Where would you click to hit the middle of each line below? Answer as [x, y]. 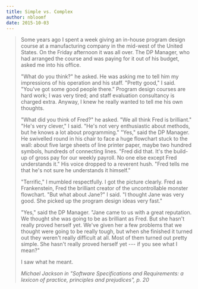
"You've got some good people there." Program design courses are [103, 89]
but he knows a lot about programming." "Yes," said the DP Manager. [105, 132]
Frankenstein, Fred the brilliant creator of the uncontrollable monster [104, 188]
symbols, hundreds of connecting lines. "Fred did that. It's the [96, 151]
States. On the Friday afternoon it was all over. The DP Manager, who [105, 52]
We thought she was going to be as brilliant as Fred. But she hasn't [103, 219]
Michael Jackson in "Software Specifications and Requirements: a [102, 274]
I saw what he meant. [47, 262]
